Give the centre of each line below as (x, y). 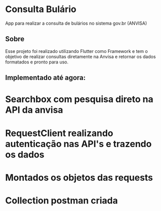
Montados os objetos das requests (79, 178)
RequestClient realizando (59, 133)
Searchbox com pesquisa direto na (79, 99)
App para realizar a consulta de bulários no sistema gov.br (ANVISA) (76, 23)
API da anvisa (34, 110)
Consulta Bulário (41, 9)
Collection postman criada (62, 200)
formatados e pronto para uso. (37, 62)
